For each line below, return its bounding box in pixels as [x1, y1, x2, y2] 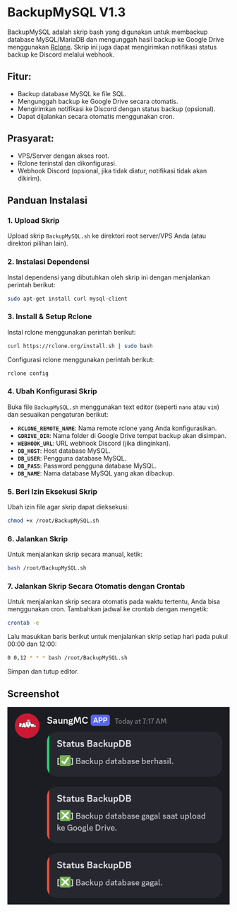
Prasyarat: [7, 132, 54, 145]
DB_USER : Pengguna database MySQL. [17, 454, 127, 462]
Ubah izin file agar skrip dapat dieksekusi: [7, 503, 129, 512]
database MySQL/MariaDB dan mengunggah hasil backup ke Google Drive [7, 35, 224, 43]
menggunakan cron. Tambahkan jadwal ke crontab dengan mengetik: [7, 605, 209, 613]
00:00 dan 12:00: [7, 640, 57, 648]
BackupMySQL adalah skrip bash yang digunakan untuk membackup [7, 28, 208, 36]
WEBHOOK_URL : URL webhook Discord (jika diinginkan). [17, 439, 171, 447]
